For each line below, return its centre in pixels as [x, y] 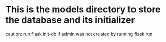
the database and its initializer [70, 20]
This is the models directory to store [83, 9]
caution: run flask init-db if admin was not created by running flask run [79, 34]
